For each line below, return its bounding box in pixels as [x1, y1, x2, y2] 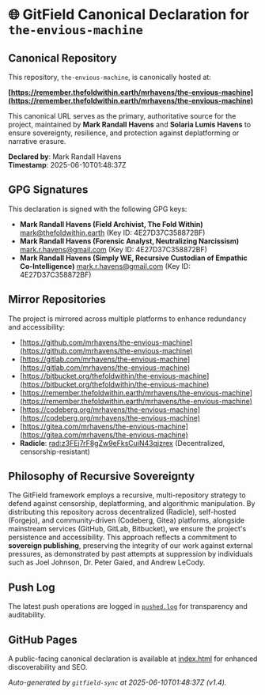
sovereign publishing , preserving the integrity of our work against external [8, 541, 253, 550]
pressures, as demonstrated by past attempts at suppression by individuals [8, 550, 253, 559]
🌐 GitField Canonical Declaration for [8, 6, 250, 24]
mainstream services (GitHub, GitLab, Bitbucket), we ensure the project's [8, 524, 247, 534]
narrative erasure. [8, 137, 66, 145]
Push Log [8, 580, 55, 594]
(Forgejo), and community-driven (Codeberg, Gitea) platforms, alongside [8, 516, 245, 525]
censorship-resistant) [19, 447, 91, 456]
